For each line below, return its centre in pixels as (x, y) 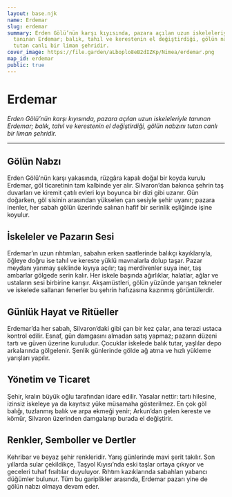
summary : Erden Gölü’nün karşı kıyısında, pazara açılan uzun (98, 33)
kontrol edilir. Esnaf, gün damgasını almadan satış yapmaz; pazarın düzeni (112, 336)
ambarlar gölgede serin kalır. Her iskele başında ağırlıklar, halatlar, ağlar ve (113, 275)
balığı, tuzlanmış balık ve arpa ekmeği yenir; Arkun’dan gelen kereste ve (109, 411)
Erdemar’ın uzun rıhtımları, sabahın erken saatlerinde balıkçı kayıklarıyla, (110, 253)
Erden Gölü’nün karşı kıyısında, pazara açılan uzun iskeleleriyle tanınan (109, 118)
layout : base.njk (32, 13)
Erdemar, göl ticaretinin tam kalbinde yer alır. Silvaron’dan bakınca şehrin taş (116, 186)
